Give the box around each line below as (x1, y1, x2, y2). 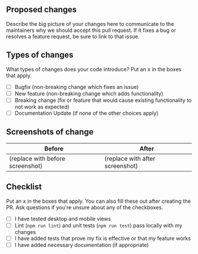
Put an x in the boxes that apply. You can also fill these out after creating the (6, 197, 191, 204)
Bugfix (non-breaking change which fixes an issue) (14, 83, 139, 90)
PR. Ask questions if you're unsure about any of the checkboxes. (6, 203, 163, 211)
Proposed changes (6, 5, 77, 15)
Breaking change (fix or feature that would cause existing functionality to (14, 97, 192, 104)
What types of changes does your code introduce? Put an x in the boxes (6, 65, 181, 72)
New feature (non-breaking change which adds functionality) (14, 90, 164, 97)
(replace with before (9, 154, 65, 163)
